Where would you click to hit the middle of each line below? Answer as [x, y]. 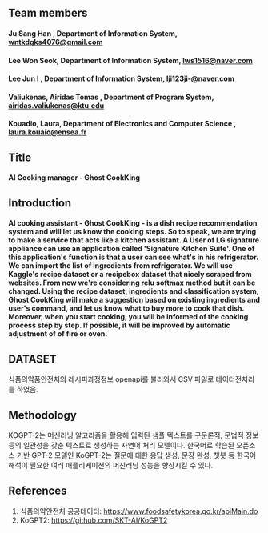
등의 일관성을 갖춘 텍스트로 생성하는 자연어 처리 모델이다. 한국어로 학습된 [121, 445]
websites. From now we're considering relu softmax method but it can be [132, 283]
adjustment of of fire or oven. [58, 334]
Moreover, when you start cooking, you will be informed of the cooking [128, 317]
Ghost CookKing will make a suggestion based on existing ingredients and [134, 300]
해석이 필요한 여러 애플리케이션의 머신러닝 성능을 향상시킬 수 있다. [111, 465]
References [38, 491]
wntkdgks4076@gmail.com [56, 42]
